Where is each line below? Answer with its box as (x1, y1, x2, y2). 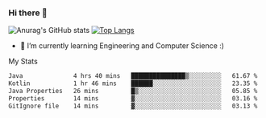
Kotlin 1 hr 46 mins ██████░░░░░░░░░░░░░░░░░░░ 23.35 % (8, 79, 258, 87)
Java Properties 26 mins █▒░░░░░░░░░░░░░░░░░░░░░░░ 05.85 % (8, 87, 258, 96)
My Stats (8, 56, 38, 67)
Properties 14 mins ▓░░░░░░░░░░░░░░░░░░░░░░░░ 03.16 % (8, 94, 258, 103)
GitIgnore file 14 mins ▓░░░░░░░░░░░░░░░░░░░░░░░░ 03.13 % (8, 102, 258, 110)
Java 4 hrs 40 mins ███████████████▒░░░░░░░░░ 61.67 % (8, 72, 258, 80)
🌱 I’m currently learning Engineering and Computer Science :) (19, 41, 224, 51)
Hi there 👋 (8, 7, 48, 18)
